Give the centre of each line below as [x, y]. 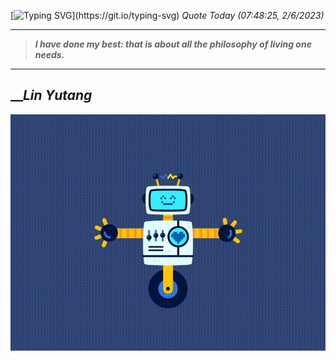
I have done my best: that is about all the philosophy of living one [173, 44]
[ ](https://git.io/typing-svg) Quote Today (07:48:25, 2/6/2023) [167, 15]
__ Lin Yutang [51, 95]
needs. [49, 54]
